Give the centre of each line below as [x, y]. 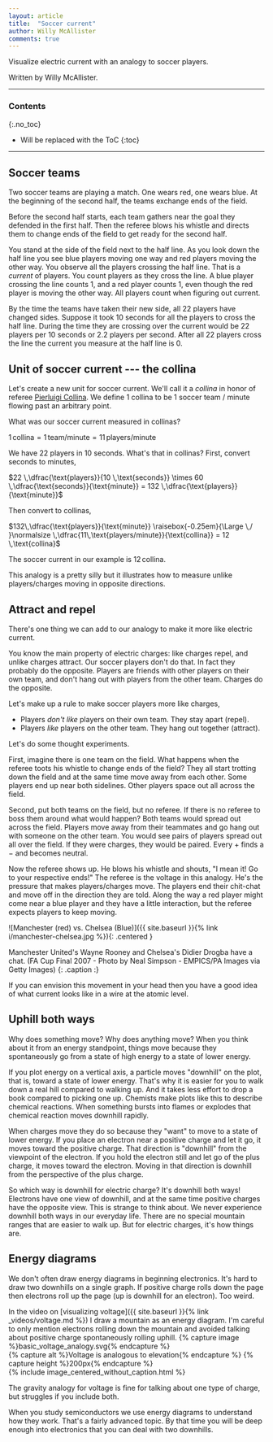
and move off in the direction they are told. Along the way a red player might [136, 895]
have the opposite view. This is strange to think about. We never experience [135, 1207]
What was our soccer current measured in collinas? [95, 422]
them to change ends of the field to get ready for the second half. [118, 234]
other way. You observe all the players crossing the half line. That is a [125, 267]
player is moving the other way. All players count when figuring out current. [134, 293]
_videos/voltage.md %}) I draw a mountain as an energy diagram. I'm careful [136, 1320]
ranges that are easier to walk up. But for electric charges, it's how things [131, 1224]
